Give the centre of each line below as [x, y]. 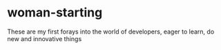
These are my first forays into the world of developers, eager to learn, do [111, 32]
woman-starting [55, 13]
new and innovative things [45, 38]
